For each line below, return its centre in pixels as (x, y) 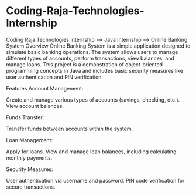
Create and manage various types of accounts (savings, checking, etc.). (93, 100)
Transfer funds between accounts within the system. (70, 129)
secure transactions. (31, 187)
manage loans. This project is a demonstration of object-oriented (84, 64)
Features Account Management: (45, 88)
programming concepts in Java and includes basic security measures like (94, 70)
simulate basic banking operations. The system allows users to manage (92, 52)
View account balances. (35, 106)
